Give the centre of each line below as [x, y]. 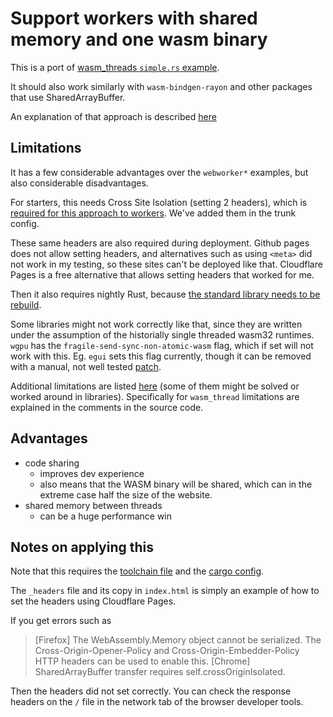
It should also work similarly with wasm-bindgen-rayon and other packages [161, 86]
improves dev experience [92, 473]
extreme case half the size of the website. [126, 494]
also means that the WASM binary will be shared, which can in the [176, 484]
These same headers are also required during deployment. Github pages [160, 243]
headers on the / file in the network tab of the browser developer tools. [157, 702]
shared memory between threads [93, 505]
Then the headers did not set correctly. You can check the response [151, 691]
